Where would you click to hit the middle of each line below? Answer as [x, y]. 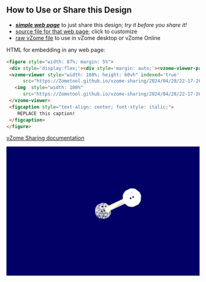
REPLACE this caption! [46, 113]
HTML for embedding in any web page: [56, 50]
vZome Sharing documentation [45, 138]
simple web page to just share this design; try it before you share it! [101, 25]
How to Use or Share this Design [69, 10]
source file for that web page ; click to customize [76, 31]
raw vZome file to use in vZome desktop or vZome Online [88, 38]
